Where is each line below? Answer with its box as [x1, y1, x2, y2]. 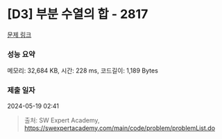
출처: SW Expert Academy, [24, 115, 100, 124]
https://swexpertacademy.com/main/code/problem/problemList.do [24, 124, 216, 132]
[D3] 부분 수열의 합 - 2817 [7, 6, 148, 22]
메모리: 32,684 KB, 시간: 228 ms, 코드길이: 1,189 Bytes [7, 66, 158, 75]
